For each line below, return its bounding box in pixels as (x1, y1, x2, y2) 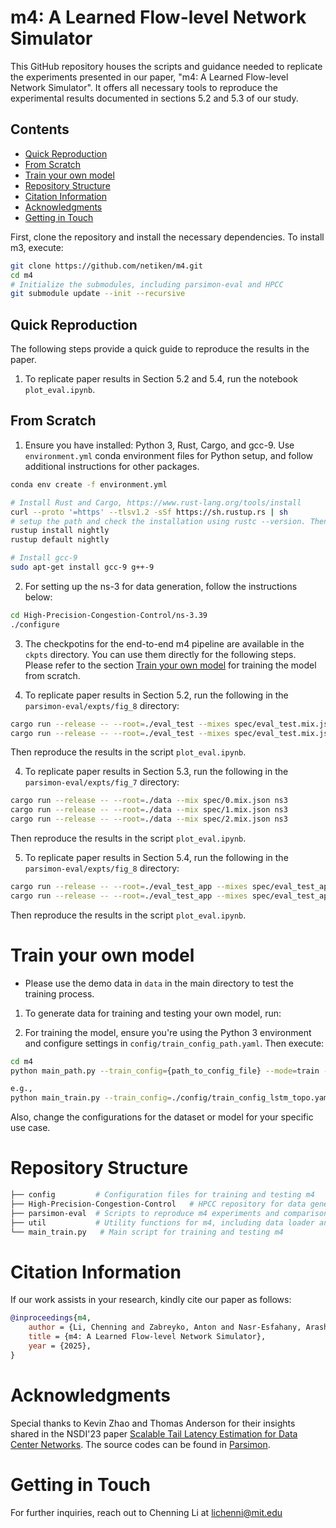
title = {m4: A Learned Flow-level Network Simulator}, (28, 1332, 267, 1342)
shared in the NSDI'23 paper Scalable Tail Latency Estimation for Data (10, 1427, 298, 1440)
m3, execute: (10, 241, 64, 253)
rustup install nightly (10, 526, 110, 536)
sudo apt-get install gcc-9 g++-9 (10, 562, 155, 572)
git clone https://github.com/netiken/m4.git (10, 261, 203, 271)
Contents (10, 121, 70, 138)
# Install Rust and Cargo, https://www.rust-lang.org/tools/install (10, 497, 302, 508)
